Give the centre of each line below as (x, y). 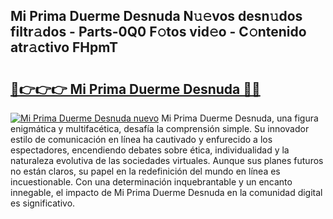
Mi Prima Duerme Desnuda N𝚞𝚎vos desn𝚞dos (156, 16)
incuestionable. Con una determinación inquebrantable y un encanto (151, 182)
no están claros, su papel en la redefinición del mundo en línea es (145, 171)
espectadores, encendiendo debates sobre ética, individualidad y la (150, 150)
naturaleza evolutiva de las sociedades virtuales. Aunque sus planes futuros (167, 160)
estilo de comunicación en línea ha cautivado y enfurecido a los (141, 139)
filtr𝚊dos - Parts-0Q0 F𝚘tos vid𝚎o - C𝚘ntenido (158, 32)
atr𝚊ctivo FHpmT (64, 47)
